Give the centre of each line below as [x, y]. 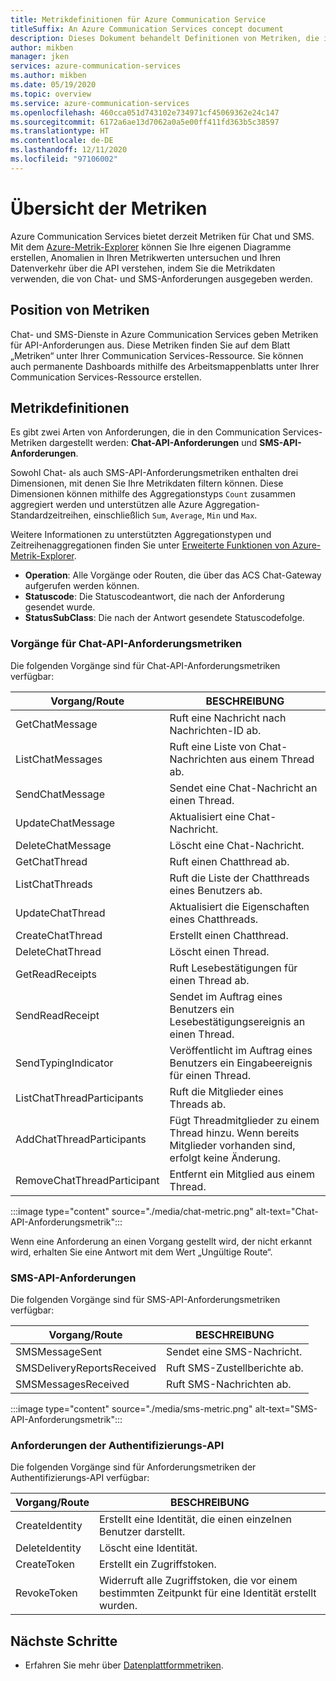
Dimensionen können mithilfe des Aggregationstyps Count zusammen [153, 494]
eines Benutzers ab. [216, 890]
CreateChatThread [59, 935]
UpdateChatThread [60, 913]
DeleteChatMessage [63, 845]
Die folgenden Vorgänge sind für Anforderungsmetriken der [133, 1467]
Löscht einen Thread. [219, 951]
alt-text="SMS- [286, 1408]
